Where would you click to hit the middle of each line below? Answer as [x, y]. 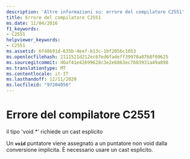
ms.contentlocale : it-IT [37, 74]
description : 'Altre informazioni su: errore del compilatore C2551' [96, 12]
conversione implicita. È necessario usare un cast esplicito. [80, 149]
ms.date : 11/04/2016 [32, 23]
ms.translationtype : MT [36, 68]
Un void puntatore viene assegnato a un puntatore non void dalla [87, 143]
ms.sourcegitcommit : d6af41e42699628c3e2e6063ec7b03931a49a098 [87, 62]
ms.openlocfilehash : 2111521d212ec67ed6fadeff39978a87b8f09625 [87, 57]
